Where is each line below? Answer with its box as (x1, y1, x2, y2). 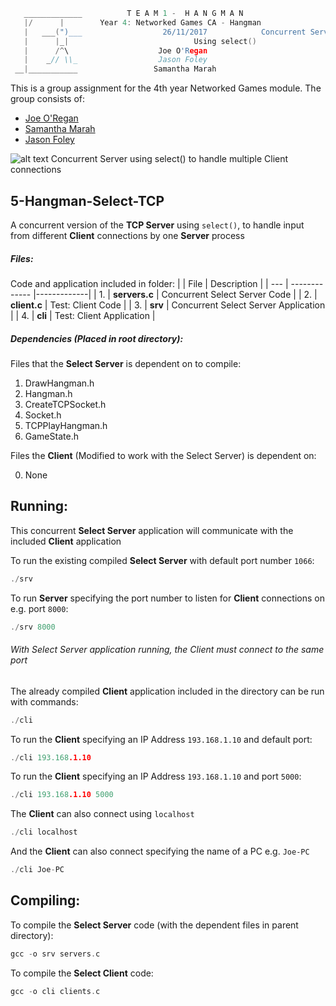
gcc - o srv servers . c (10, 949, 101, 959)
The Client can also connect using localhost (10, 808, 195, 820)
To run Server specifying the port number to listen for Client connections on (10, 592, 325, 604)
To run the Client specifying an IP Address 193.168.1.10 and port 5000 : (10, 770, 302, 783)
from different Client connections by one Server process (10, 229, 245, 241)
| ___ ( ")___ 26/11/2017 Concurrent (23, 27, 307, 37)
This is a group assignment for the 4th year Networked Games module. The (10, 82, 322, 94)
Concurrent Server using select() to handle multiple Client (50, 153, 289, 165)
